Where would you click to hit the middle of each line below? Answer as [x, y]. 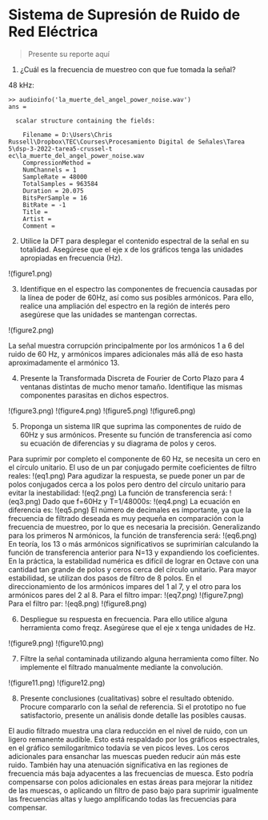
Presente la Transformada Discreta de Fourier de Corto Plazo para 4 [132, 378]
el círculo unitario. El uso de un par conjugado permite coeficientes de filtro [133, 467]
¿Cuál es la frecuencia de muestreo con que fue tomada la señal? [128, 69]
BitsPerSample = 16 [55, 198]
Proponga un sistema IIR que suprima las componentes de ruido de [130, 426]
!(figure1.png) [30, 273]
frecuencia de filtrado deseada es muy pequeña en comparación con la [126, 518]
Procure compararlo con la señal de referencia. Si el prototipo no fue [133, 706]
